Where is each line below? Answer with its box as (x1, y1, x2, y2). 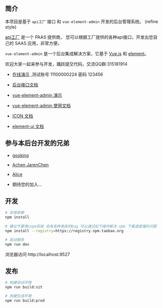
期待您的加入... (12, 181, 42, 187)
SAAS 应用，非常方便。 (14, 40, 62, 46)
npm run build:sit (5, 285, 43, 290)
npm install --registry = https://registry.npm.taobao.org (5, 228, 124, 233)
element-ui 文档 (12, 123, 44, 129)
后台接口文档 (12, 82, 38, 88)
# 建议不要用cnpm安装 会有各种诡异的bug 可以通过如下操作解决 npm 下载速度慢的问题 (5, 224, 157, 229)
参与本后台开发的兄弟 (5, 139, 70, 148)
